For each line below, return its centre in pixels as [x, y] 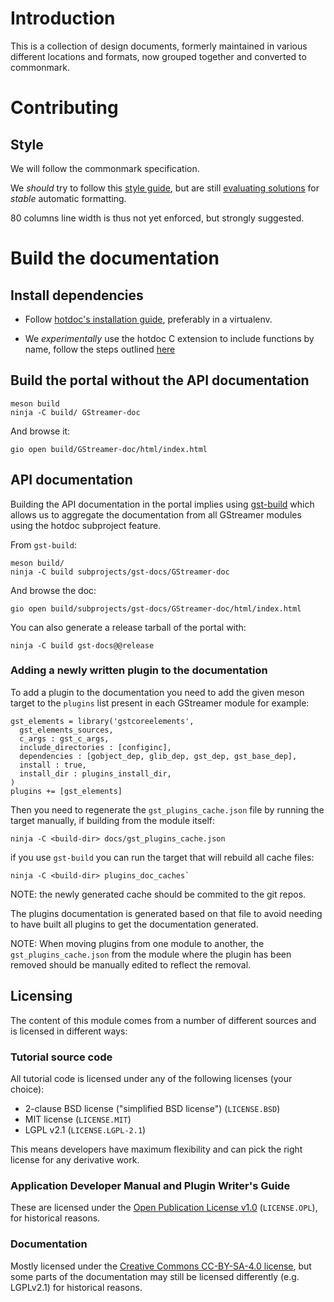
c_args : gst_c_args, [64, 738]
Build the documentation [115, 258]
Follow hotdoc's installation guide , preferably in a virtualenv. [148, 319]
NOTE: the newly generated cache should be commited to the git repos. [158, 894]
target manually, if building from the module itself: [113, 820]
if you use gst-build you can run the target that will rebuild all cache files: [162, 857]
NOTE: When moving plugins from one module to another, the [137, 943]
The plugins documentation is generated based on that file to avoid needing [166, 913]
